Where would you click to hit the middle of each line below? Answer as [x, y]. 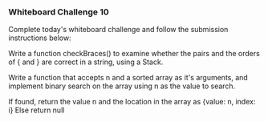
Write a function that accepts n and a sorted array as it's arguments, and [128, 78]
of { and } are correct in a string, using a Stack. [86, 62]
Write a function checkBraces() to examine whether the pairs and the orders [134, 54]
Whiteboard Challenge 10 [59, 12]
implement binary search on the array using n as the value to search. [122, 86]
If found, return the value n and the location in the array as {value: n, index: [132, 102]
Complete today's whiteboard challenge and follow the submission [118, 30]
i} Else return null [37, 110]
